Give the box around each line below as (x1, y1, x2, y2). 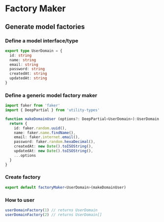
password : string (9, 67, 45, 72)
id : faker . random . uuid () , (14, 126, 67, 131)
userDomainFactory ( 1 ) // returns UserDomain (5, 208, 98, 213)
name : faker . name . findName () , (14, 130, 76, 135)
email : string (9, 62, 38, 67)
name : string (9, 57, 36, 62)
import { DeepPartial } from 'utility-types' (5, 108, 100, 113)
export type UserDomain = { (5, 48, 63, 53)
